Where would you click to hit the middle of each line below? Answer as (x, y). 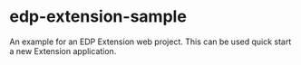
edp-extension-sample (98, 17)
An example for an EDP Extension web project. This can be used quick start (150, 42)
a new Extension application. (63, 51)
